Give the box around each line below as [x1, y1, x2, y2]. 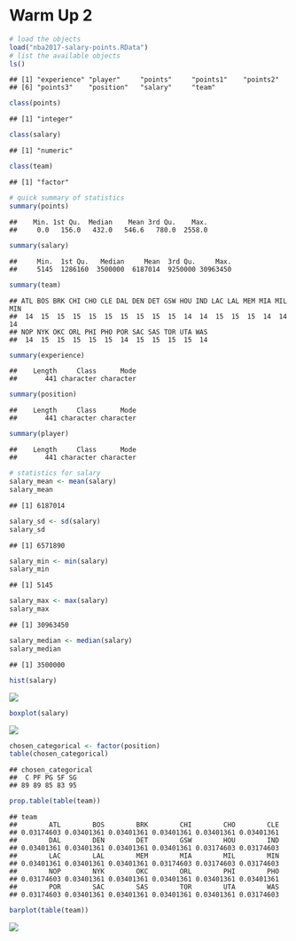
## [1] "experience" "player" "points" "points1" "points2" [9, 75, 279, 84]
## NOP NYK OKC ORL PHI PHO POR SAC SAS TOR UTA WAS [9, 328, 208, 336]
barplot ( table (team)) [9, 906, 90, 915]
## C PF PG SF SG [9, 773, 77, 782]
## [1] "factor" [9, 178, 69, 187]
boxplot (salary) [9, 708, 69, 717]
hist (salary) [9, 676, 58, 684]
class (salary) [9, 130, 62, 139]
